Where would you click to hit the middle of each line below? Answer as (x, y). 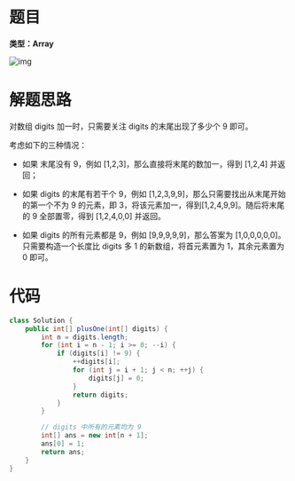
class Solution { (41, 320)
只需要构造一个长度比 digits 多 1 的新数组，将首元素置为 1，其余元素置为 (153, 246)
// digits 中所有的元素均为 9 (91, 427)
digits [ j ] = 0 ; (116, 378)
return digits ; (100, 395)
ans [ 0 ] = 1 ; (63, 444)
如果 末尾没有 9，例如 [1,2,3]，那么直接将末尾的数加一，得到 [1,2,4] (145, 163)
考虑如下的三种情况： (48, 145)
